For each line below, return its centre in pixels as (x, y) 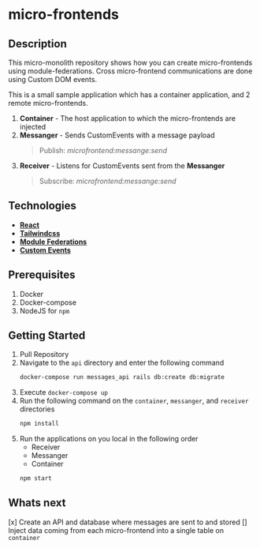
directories (37, 409)
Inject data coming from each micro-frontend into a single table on (116, 530)
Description (37, 44)
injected (33, 127)
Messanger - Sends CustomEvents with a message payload (117, 135)
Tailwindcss (40, 233)
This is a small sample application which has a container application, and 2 (129, 95)
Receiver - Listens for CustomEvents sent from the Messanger (122, 166)
